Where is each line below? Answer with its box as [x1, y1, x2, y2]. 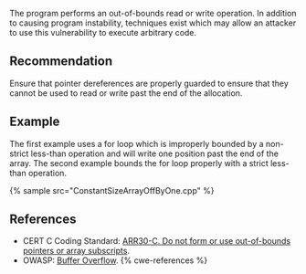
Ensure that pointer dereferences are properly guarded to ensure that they [9, 78, 290, 89]
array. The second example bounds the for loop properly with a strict [9, 157, 269, 168]
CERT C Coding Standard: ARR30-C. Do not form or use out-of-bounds [22, 236, 290, 247]
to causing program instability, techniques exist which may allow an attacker [9, 17, 297, 28]
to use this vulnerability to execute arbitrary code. [9, 27, 197, 37]
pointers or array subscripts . [22, 246, 131, 257]
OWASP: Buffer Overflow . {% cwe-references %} [22, 255, 208, 266]
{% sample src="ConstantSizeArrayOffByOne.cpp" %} [9, 184, 215, 195]
